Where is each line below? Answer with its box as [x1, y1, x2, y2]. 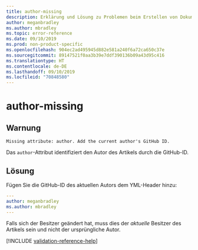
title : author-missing [6, 8, 62, 15]
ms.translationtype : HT [6, 58, 65, 64]
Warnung [6, 123, 41, 133]
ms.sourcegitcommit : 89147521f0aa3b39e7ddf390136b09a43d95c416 [6, 52, 165, 58]
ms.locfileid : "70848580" [6, 74, 70, 80]
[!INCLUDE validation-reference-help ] [6, 238, 98, 245]
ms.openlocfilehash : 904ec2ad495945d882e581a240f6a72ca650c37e [6, 47, 165, 53]
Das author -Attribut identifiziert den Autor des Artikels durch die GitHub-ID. [6, 149, 189, 156]
